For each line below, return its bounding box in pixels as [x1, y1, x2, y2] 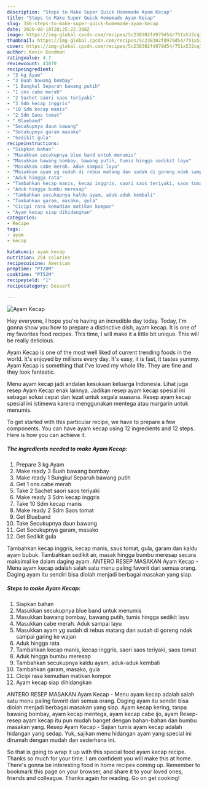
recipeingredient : [7, 66, 54, 73]
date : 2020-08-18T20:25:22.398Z [7, 26, 90, 33]
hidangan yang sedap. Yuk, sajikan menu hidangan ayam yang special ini [7, 730, 192, 737]
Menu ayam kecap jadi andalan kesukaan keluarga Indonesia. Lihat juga [7, 380, 189, 387]
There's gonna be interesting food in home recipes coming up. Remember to [7, 761, 201, 768]
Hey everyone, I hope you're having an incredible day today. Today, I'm [7, 317, 187, 325]
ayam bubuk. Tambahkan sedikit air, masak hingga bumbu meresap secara [7, 551, 197, 558]
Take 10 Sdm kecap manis [15, 500, 82, 507]
